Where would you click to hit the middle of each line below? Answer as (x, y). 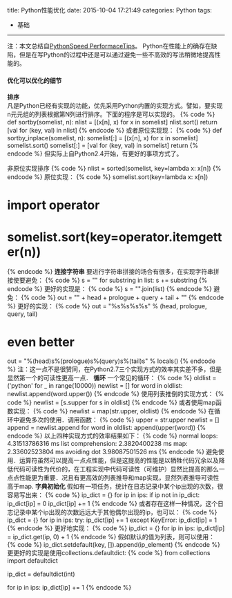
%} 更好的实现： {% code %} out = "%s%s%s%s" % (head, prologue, (107, 306)
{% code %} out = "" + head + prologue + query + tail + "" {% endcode (122, 298)
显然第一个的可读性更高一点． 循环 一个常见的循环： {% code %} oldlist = (112, 378)
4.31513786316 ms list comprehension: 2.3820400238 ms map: (97, 444)
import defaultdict (33, 561)
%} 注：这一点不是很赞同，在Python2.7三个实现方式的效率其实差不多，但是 (115, 369)
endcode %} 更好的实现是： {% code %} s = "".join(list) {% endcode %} (110, 289)
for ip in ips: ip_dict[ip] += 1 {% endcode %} (69, 588)
